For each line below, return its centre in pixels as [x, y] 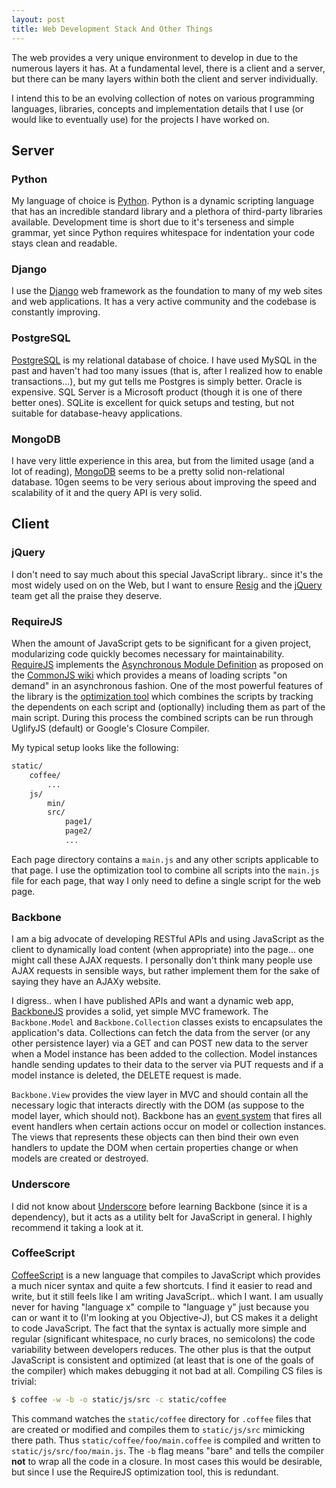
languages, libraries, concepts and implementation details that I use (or [157, 108]
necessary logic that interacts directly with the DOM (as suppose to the [158, 1105]
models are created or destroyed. [80, 1158]
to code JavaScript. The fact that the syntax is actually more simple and [159, 1328]
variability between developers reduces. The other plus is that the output [161, 1349]
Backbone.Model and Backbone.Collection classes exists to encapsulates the [167, 1022]
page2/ [78, 831]
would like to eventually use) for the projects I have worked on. [140, 119]
